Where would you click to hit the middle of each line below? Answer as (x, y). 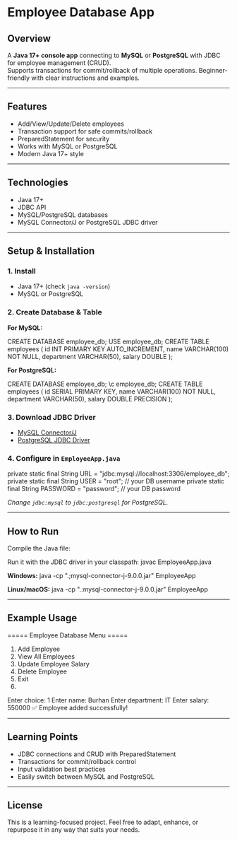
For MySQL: (25, 328)
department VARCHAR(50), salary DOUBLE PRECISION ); (90, 399)
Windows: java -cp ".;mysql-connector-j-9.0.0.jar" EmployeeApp (102, 576)
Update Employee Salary (53, 664)
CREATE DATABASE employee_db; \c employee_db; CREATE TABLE (105, 384)
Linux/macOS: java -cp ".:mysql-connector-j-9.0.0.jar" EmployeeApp (108, 589)
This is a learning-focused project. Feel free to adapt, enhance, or (103, 822)
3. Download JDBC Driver (52, 417)
